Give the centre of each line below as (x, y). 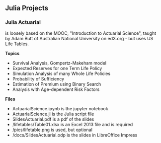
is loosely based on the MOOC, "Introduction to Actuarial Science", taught (81, 33)
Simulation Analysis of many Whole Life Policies (61, 73)
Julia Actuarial (23, 22)
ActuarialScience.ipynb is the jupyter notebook (60, 108)
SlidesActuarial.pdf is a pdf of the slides (53, 119)
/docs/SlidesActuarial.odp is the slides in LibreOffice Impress (75, 135)
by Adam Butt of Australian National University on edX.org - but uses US (79, 38)
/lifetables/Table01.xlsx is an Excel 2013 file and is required (73, 124)
